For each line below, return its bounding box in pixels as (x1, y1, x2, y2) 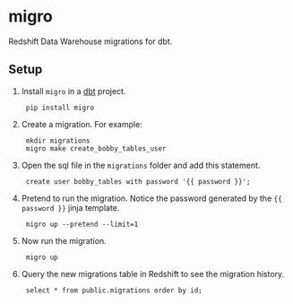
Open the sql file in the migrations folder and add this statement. (21, 160, 261, 170)
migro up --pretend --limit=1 (25, 220, 139, 229)
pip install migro (25, 103, 95, 112)
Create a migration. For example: (21, 118, 142, 129)
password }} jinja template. (21, 202, 120, 213)
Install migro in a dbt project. (21, 85, 126, 96)
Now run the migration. (21, 235, 107, 246)
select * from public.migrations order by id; (25, 285, 203, 295)
